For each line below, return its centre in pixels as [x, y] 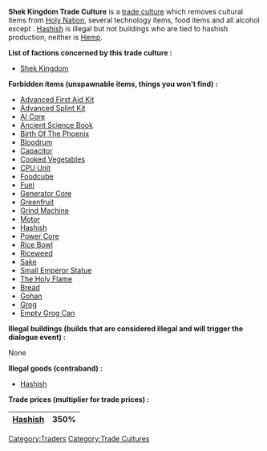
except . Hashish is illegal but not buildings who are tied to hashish [118, 29]
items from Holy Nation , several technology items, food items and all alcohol [134, 20]
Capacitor [36, 151]
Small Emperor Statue [56, 270]
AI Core [32, 117]
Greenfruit [37, 202]
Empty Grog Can [47, 313]
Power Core [40, 236]
